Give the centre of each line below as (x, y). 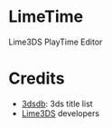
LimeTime (46, 17)
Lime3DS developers (61, 113)
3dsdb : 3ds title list (57, 103)
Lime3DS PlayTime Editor (56, 42)
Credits (37, 79)
